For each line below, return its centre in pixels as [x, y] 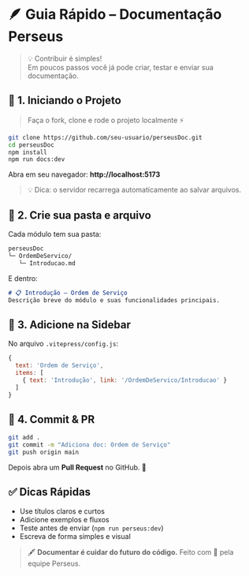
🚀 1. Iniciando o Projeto [65, 101]
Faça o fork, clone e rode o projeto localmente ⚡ [106, 120]
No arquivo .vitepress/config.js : [63, 344]
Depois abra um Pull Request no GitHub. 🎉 [78, 467]
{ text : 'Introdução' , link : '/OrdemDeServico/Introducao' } [124, 380]
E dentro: [23, 278]
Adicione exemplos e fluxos [64, 519]
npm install [28, 152]
